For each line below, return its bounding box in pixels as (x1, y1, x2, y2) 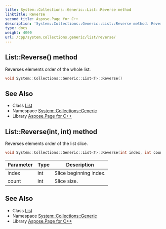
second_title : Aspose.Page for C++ (5, 16, 79, 21)
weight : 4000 (5, 30, 32, 35)
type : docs (5, 26, 28, 31)
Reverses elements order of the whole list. (5, 66, 91, 72)
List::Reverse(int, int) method (5, 127, 97, 136)
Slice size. (54, 178, 78, 184)
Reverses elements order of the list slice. (5, 140, 88, 146)
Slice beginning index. (54, 170, 106, 177)
